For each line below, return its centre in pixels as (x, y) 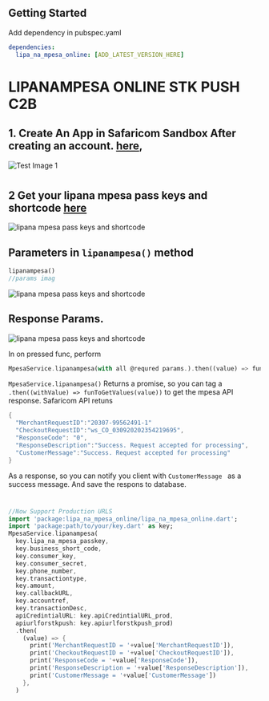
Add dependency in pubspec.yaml (65, 32)
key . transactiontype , (52, 578)
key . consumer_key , (46, 556)
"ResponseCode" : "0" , (52, 438)
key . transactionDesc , (52, 609)
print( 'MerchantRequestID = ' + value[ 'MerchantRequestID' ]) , (132, 646)
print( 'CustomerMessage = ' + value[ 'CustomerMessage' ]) (123, 675)
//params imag (32, 278)
